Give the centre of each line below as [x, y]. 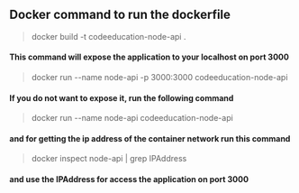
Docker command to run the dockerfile [120, 15]
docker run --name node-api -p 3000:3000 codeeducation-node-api [159, 78]
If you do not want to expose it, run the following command [122, 97]
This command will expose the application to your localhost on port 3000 [149, 57]
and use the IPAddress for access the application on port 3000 [129, 179]
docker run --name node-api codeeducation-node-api [132, 118]
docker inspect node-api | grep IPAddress [109, 159]
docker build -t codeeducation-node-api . [109, 36]
